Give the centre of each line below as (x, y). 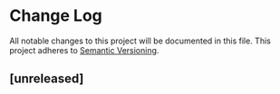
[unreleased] (47, 79)
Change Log (56, 16)
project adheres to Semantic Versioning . (84, 50)
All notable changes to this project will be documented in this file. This (140, 41)
